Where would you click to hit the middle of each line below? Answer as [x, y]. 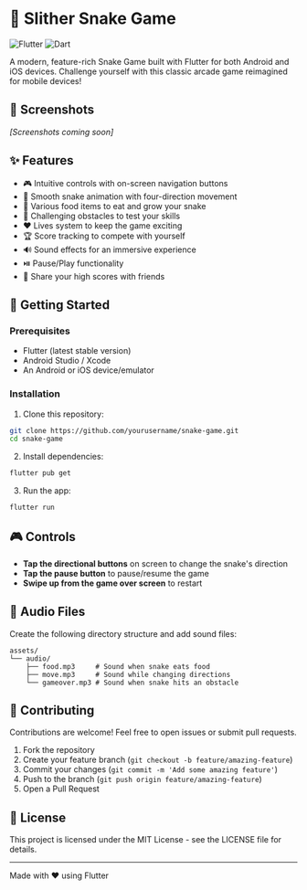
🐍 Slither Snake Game [93, 19]
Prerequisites [40, 331]
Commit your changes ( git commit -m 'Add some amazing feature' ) [150, 769]
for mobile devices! [46, 80]
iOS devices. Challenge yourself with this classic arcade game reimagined [148, 71]
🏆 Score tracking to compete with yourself [104, 236]
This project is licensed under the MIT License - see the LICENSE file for [145, 840]
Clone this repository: [63, 414]
